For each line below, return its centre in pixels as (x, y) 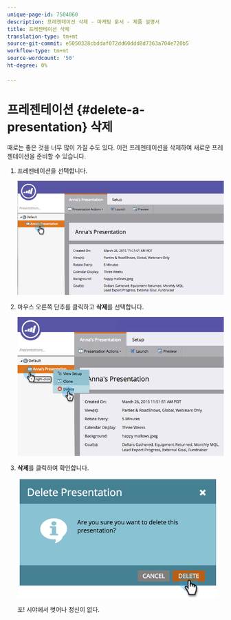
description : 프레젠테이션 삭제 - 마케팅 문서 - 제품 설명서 (84, 22)
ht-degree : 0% (27, 65)
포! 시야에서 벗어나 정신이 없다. (58, 610)
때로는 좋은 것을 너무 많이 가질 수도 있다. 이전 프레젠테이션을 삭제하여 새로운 (109, 147)
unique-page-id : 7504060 (43, 14)
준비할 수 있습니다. (62, 156)
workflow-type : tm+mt (38, 51)
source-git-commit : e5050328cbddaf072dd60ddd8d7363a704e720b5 (98, 44)
